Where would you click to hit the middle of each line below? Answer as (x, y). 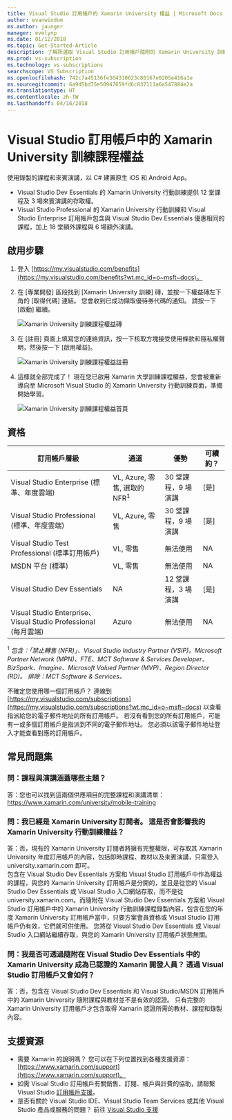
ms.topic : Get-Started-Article (52, 46)
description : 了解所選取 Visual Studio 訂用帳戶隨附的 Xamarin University (111, 53)
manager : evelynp (32, 33)
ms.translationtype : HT (41, 91)
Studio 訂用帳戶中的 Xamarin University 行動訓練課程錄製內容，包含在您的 (112, 909)
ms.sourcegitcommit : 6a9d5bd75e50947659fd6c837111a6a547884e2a (100, 84)
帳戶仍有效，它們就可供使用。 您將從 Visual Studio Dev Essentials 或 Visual (114, 926)
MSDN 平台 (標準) (40, 566)
